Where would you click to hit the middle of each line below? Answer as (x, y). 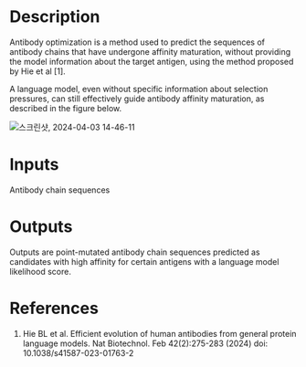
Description (55, 17)
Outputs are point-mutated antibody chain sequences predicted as (135, 252)
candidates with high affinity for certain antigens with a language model (144, 261)
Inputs (34, 165)
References (54, 309)
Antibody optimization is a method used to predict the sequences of (137, 42)
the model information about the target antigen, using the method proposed (152, 61)
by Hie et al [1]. (37, 71)
